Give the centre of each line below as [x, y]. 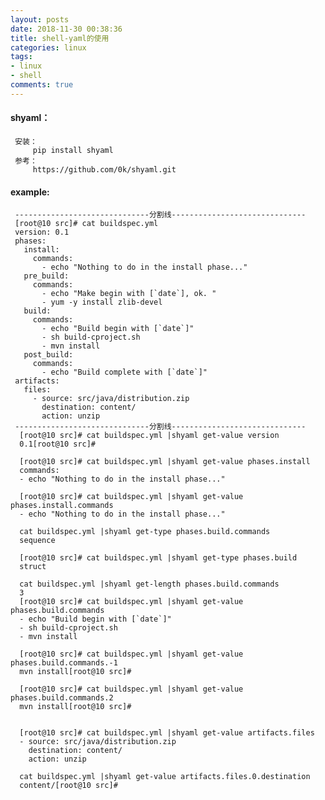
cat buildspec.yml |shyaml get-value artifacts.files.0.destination [165, 777]
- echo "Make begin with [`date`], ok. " [129, 294]
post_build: [48, 355]
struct [33, 567]
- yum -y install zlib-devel [102, 302]
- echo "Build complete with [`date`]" [124, 372]
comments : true [42, 85]
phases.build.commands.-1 [64, 663]
